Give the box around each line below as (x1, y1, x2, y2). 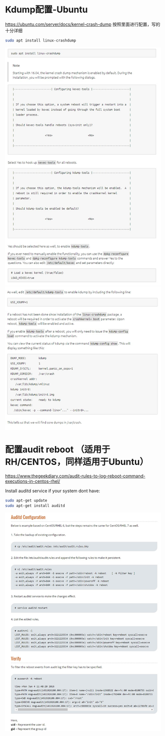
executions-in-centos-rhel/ (5, 478, 60, 484)
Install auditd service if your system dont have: (5, 488, 100, 494)
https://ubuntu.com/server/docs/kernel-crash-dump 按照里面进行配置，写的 (5, 21, 161, 27)
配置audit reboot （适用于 (5, 444, 111, 455)
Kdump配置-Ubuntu (5, 4, 88, 15)
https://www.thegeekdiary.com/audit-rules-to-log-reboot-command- (5, 473, 146, 479)
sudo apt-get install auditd (5, 503, 65, 508)
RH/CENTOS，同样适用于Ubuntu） (5, 457, 149, 467)
